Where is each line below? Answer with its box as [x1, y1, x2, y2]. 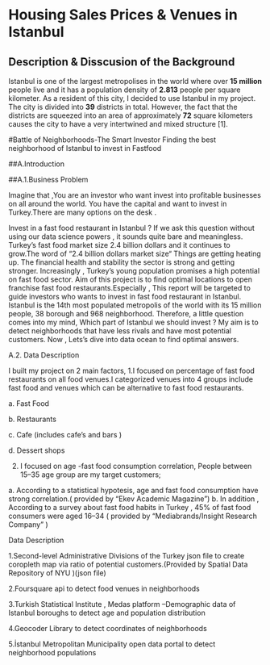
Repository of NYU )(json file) [8, 568, 106, 578]
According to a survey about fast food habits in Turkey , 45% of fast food [8, 503, 251, 512]
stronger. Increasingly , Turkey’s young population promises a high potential [8, 266, 260, 275]
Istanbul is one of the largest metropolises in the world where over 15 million [8, 77, 263, 86]
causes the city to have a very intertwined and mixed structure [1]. [8, 119, 228, 128]
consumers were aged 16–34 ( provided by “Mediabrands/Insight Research [8, 511, 258, 521]
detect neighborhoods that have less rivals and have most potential [8, 326, 232, 336]
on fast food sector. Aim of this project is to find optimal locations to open [8, 274, 252, 284]
